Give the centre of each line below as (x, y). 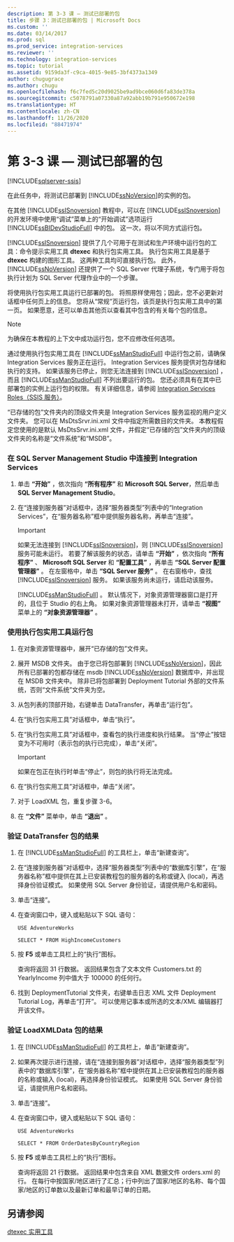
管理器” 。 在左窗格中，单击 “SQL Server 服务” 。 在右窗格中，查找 (115, 571)
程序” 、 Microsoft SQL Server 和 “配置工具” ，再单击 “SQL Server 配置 (121, 562)
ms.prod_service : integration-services (65, 46)
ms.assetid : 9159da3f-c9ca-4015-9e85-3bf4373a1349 (82, 72)
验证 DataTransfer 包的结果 (53, 836)
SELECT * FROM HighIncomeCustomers (69, 940)
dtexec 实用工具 (30, 1232)
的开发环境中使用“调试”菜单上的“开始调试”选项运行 (80, 219)
